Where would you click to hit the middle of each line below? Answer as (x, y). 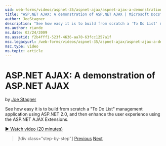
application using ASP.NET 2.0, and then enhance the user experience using (83, 114)
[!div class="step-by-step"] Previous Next (60, 139)
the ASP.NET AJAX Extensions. (37, 119)
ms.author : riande (24, 28)
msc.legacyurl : (21, 42)
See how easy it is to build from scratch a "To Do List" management (74, 109)
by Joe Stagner (21, 100)
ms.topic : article (24, 51)
